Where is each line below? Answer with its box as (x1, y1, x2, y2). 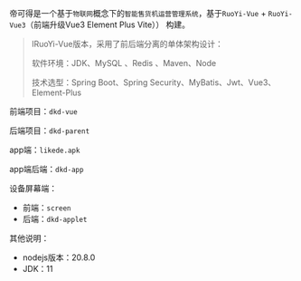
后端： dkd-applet (22, 214, 88, 224)
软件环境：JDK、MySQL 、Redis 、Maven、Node (31, 58, 217, 68)
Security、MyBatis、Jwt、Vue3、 (149, 77, 277, 88)
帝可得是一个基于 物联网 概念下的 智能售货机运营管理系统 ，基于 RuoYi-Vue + (9, 8, 267, 18)
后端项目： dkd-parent (9, 125, 90, 136)
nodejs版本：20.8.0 (22, 252, 96, 263)
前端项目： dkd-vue (9, 106, 79, 116)
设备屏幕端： (9, 183, 57, 193)
